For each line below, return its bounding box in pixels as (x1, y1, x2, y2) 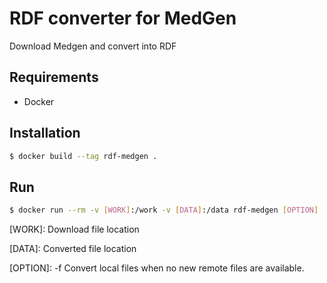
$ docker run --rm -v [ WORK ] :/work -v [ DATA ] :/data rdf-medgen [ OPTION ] (9, 205, 319, 216)
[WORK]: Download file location (9, 223, 140, 236)
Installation (9, 125, 81, 142)
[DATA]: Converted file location (9, 243, 137, 255)
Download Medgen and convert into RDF (9, 40, 177, 52)
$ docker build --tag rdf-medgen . (9, 151, 158, 161)
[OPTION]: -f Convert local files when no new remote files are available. (9, 262, 305, 274)
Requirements (9, 69, 99, 86)
